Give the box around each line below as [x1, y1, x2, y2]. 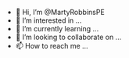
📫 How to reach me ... [15, 42, 88, 50]
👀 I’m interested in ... [15, 16, 82, 25]
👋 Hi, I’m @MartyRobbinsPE [15, 8, 106, 16]
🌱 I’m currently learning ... [15, 24, 99, 33]
